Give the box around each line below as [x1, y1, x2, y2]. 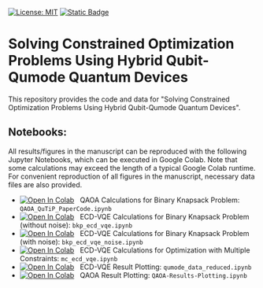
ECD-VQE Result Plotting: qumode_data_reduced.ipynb [80, 262, 252, 271]
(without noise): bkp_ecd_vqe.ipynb [19, 220, 133, 230]
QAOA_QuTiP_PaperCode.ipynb [19, 205, 112, 212]
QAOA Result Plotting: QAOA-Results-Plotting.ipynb [80, 270, 248, 279]
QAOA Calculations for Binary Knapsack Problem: [80, 195, 240, 205]
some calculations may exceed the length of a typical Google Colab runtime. [8, 163, 256, 172]
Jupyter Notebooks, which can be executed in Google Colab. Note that [8, 154, 238, 164]
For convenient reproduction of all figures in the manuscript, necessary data [8, 172, 255, 181]
